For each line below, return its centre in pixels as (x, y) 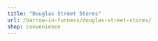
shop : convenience (34, 26)
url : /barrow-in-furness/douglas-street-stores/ (79, 20)
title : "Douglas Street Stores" (54, 14)
